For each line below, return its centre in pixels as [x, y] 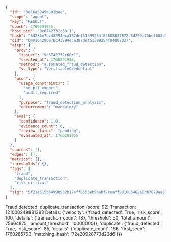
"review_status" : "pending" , [50, 131]
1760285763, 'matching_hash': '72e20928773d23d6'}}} [64, 234]
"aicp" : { [20, 45]
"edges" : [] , [24, 155]
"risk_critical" [32, 183]
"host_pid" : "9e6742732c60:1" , [43, 31]
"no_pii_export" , [42, 88]
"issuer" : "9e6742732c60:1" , [50, 55]
